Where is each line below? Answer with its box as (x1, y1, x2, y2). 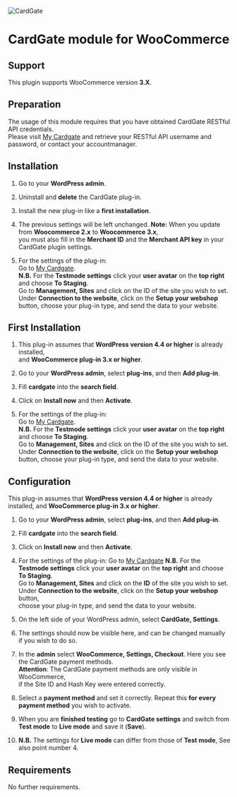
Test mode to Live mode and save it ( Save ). (18, 722, 147, 731)
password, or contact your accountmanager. (8, 140, 138, 148)
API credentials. (8, 124, 54, 133)
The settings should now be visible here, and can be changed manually (18, 629, 226, 637)
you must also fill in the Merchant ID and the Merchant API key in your (18, 235, 224, 244)
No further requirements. (8, 783, 80, 791)
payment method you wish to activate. (18, 701, 132, 709)
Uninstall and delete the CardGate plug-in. (18, 193, 142, 201)
